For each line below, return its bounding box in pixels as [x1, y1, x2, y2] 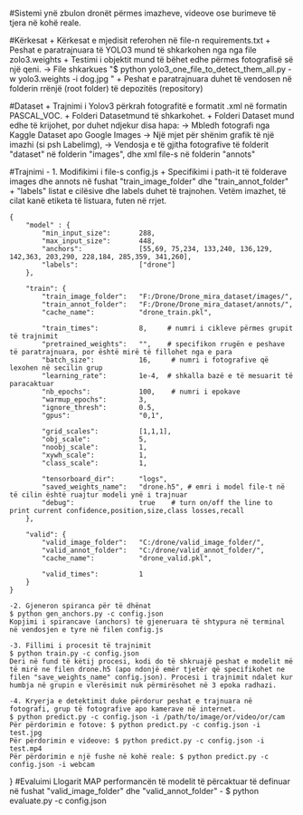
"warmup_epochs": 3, [42, 395, 147, 404]
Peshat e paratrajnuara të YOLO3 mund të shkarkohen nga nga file [9, 44, 257, 55]
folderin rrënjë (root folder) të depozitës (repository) [9, 83, 204, 93]
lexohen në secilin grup [9, 364, 103, 373]
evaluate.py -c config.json [9, 795, 107, 806]
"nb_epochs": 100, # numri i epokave [42, 387, 241, 396]
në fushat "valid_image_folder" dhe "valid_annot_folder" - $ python [9, 786, 260, 796]
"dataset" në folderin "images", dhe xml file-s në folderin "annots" [9, 149, 256, 160]
